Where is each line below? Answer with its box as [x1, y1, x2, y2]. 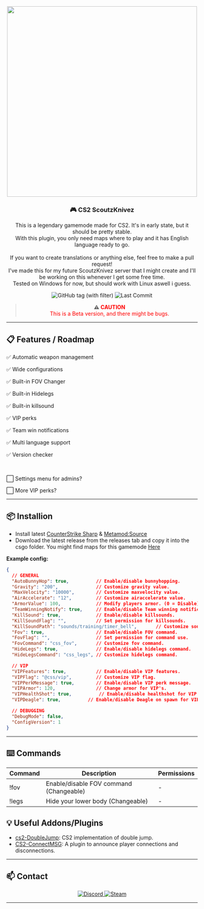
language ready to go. [74, 241, 130, 249]
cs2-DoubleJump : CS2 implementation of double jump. [15, 834, 154, 841]
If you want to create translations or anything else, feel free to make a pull [10, 254, 194, 262]
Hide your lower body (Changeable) [46, 797, 148, 805]
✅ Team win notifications [6, 427, 69, 434]
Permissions [157, 769, 195, 778]
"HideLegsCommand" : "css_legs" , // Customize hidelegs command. [12, 652, 178, 658]
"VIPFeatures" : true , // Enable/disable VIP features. [12, 668, 181, 674]
